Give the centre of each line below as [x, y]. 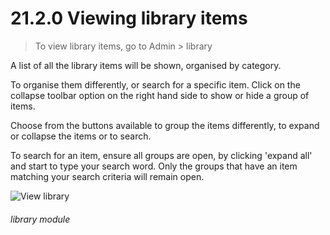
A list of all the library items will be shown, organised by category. [146, 65]
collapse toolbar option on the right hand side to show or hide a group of [160, 95]
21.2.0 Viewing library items [129, 18]
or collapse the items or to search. [81, 136]
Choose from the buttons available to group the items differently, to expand [165, 125]
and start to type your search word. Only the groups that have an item [154, 166]
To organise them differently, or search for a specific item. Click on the [155, 84]
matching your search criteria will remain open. [107, 176]
